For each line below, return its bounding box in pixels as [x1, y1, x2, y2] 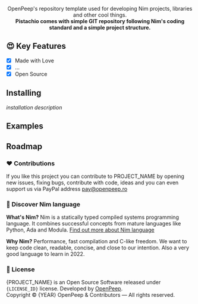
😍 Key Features [6, 41, 67, 51]
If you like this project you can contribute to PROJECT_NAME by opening [6, 173, 184, 180]
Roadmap [6, 141, 43, 151]
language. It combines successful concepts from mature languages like [6, 220, 181, 227]
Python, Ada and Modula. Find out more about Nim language [6, 226, 155, 234]
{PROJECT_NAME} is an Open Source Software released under [6, 279, 161, 286]
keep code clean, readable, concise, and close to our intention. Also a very [6, 244, 189, 252]
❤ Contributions [6, 159, 55, 167]
